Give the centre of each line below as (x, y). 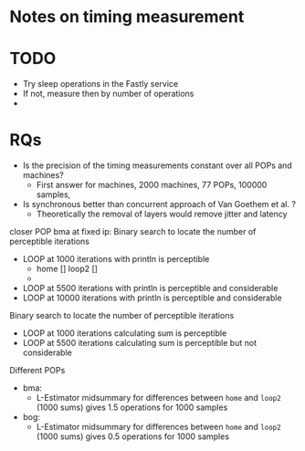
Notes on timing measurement (127, 17)
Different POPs (37, 371)
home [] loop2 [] (67, 269)
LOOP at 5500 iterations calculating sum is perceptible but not (140, 343)
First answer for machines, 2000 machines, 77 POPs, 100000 (152, 185)
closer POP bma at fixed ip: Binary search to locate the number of (133, 232)
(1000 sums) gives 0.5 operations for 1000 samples (133, 436)
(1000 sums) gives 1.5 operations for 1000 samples (132, 407)
